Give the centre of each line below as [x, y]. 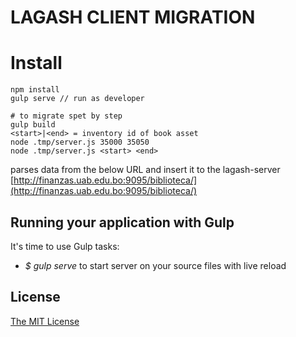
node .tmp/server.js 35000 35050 [80, 142]
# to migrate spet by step [66, 116]
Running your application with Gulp [122, 222]
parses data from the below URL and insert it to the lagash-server [145, 170]
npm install [35, 90]
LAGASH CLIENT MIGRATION [133, 17]
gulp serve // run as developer [77, 99]
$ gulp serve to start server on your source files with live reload [155, 265]
